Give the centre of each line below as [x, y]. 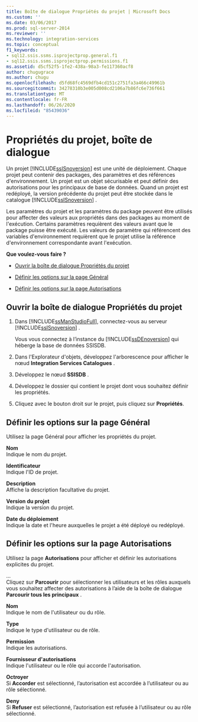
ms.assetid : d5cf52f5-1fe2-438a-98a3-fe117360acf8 [70, 66]
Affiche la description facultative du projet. [58, 490]
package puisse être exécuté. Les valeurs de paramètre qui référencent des [98, 230]
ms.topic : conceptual [33, 45]
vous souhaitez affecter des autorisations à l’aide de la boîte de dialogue [94, 588]
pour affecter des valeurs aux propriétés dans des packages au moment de [98, 218]
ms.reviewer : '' [26, 34]
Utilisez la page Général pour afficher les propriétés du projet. [81, 436]
